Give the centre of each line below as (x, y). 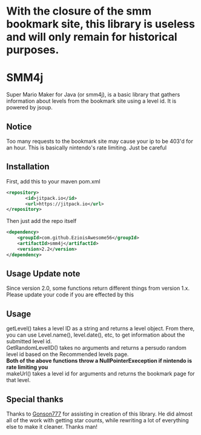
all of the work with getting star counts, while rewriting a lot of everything (97, 420)
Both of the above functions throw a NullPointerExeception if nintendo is (99, 361)
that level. (18, 380)
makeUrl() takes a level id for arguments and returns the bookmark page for (100, 374)
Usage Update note (43, 274)
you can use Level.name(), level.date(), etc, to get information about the (96, 335)
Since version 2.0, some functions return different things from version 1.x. (98, 288)
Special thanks (35, 399)
